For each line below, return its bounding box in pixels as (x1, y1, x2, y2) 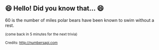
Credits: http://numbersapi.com (5, 40, 58, 45)
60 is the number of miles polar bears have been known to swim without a (5, 17, 155, 23)
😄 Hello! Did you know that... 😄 (5, 4, 104, 13)
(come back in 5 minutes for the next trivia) (5, 32, 77, 36)
